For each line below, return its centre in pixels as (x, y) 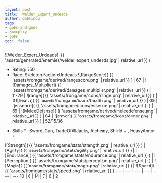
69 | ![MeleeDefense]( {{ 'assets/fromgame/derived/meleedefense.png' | (85, 111)
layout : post (18, 9)
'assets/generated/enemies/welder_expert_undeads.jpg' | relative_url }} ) (78, 60)
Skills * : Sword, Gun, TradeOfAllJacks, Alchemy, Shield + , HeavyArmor (83, 130)
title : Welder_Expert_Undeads (37, 14)
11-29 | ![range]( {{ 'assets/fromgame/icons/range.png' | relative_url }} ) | (84, 95)
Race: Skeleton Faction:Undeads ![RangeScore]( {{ (63, 75)
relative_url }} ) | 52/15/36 (37, 121)
